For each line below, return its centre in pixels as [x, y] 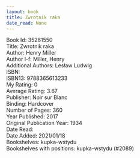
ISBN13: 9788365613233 [37, 78]
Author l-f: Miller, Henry [35, 59]
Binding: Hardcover [30, 104]
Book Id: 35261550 [29, 40]
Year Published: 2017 [32, 117]
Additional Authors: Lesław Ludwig [49, 65]
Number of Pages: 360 [35, 110]
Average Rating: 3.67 [32, 91]
